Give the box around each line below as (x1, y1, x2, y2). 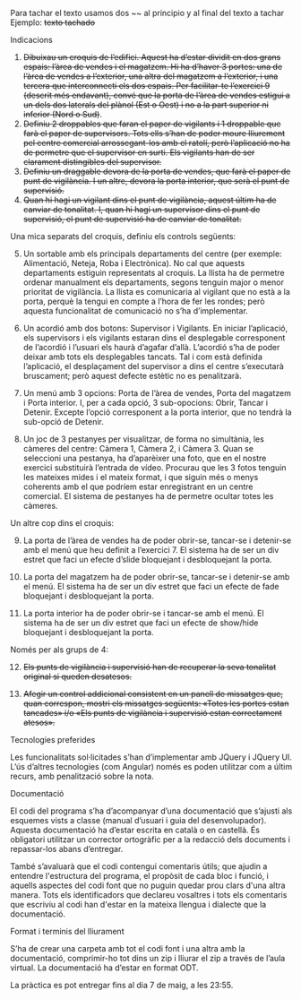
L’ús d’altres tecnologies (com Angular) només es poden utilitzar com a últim (10, 762, 293, 771)
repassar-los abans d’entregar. (10, 844, 124, 854)
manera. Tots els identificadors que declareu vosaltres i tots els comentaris (10, 890, 288, 900)
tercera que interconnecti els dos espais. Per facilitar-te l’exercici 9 (22, 81, 271, 90)
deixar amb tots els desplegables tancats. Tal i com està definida (22, 351, 263, 362)
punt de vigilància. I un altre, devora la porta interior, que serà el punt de (22, 176, 290, 186)
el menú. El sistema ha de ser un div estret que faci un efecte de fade (22, 581, 279, 591)
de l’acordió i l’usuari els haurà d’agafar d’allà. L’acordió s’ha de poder (22, 342, 280, 352)
